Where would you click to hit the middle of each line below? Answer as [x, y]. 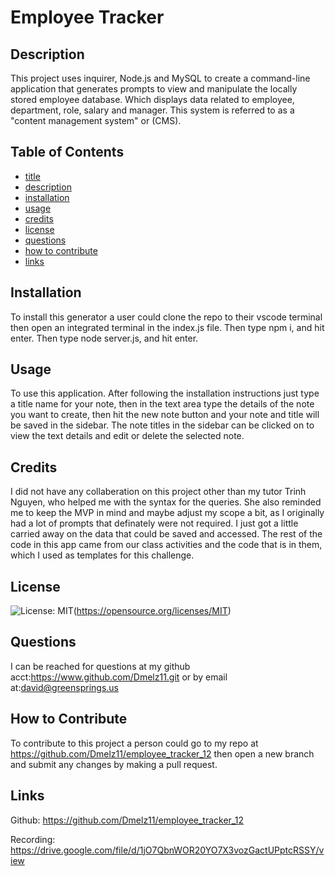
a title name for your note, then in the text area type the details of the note [162, 404]
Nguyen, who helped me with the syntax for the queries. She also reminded [166, 502]
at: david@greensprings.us [64, 687]
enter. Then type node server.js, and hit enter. [104, 338]
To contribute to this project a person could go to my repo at [134, 743]
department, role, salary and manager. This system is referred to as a [152, 110]
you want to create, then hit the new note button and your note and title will [165, 415]
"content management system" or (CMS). [96, 120]
